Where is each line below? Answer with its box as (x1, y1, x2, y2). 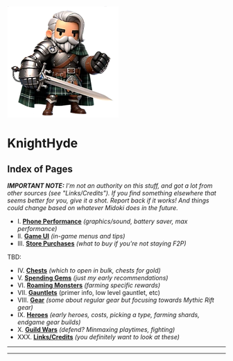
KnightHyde (7, 136, 78, 152)
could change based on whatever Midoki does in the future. (7, 204, 178, 211)
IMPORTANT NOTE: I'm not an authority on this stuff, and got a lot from (7, 182, 213, 190)
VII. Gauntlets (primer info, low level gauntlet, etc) (17, 289, 161, 296)
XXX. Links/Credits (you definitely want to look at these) (17, 333, 180, 341)
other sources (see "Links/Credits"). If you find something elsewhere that (7, 189, 216, 197)
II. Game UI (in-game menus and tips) (17, 232, 126, 240)
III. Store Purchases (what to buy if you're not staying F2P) (17, 239, 187, 248)
